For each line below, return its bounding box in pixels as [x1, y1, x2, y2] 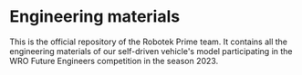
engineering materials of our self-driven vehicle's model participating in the [9, 45, 293, 56]
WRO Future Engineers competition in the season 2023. [9, 55, 219, 66]
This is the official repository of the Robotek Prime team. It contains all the [9, 36, 288, 47]
